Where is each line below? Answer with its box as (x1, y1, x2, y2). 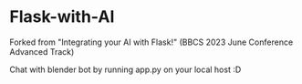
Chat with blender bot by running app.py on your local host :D (9, 64, 242, 75)
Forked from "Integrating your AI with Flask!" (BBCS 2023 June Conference (9, 37, 294, 47)
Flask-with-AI (9, 6, 115, 27)
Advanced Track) (9, 46, 75, 57)
